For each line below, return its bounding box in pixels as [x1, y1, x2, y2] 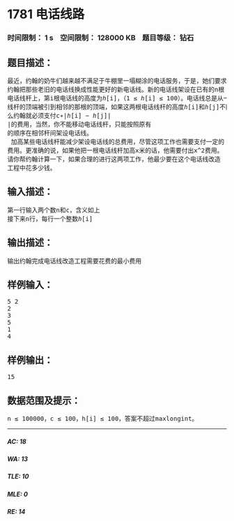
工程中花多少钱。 [7, 164, 56, 171]
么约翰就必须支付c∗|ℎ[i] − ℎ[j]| [7, 111, 111, 119]
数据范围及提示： [7, 394, 81, 406]
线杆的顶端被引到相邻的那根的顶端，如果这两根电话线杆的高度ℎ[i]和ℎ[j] [7, 102, 220, 111]
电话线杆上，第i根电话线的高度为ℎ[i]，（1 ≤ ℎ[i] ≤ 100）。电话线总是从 [7, 94, 224, 102]
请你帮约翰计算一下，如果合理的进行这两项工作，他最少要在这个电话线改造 [7, 155, 221, 163]
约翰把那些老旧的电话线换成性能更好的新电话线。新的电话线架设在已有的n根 [7, 85, 225, 93]
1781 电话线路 [7, 6, 85, 22]
